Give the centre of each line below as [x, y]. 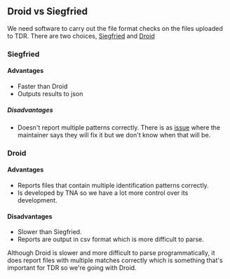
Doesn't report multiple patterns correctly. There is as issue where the [119, 127]
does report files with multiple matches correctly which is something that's [115, 260]
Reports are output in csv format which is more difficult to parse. [111, 239]
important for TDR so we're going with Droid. [72, 268]
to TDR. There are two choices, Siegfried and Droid [81, 36]
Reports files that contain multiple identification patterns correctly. [113, 186]
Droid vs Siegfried [47, 12]
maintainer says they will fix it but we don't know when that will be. [114, 135]
